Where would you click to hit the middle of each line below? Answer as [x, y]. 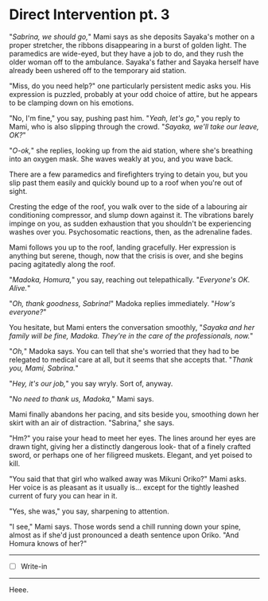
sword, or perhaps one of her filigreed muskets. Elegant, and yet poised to [131, 455]
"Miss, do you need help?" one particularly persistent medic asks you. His [130, 86]
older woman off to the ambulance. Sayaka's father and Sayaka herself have [134, 62]
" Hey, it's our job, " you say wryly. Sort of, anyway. [91, 383]
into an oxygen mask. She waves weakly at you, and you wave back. [121, 159]
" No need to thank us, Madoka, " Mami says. [82, 398]
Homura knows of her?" [48, 543]
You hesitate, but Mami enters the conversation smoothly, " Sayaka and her [132, 327]
